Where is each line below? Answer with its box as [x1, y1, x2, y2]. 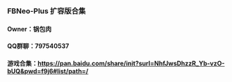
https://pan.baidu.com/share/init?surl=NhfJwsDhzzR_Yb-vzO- [38, 59, 225, 67]
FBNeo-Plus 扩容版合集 [7, 6, 86, 15]
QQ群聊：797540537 [7, 42, 69, 50]
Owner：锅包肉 [7, 24, 52, 33]
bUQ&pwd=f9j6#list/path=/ [7, 67, 89, 75]
